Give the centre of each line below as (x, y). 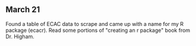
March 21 (23, 10)
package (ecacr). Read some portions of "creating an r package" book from (98, 30)
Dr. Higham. (20, 36)
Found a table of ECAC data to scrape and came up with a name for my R (95, 24)
